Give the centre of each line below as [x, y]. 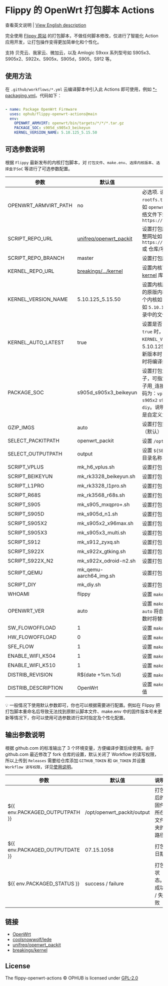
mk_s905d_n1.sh [97, 514]
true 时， [153, 331]
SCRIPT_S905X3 [27, 533]
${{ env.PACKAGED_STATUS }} [44, 883]
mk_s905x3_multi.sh [102, 533]
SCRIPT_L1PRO [26, 485]
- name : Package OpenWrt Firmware [41, 109]
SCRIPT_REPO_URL [30, 238]
